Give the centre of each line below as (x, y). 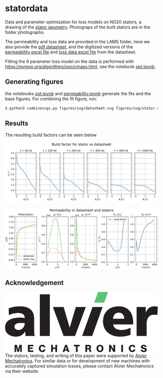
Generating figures (34, 82)
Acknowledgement (34, 283)
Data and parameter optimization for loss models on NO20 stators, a (73, 22)
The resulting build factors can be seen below (51, 135)
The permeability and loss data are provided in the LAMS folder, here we (78, 41)
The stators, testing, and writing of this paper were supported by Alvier (76, 356)
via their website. (22, 371)
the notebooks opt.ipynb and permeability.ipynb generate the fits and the (78, 93)
